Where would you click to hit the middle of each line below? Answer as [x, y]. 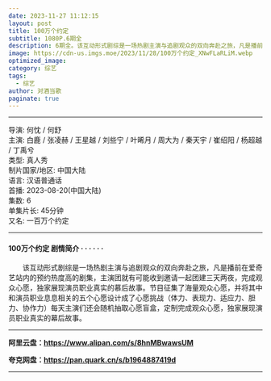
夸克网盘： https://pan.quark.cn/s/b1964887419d [92, 360]
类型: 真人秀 [28, 160]
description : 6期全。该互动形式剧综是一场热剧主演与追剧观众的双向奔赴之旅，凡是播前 [136, 46]
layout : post [30, 23]
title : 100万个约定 [39, 31]
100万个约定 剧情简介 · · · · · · [56, 248]
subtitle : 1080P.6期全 [45, 38]
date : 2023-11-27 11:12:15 [54, 16]
